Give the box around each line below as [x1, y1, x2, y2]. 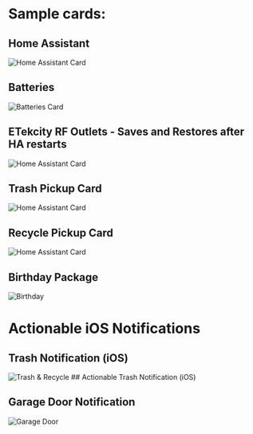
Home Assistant [8, 37, 90, 50]
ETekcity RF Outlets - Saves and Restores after [8, 125, 245, 139]
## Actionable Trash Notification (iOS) [70, 373, 196, 382]
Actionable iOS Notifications [8, 320, 201, 337]
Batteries [8, 81, 55, 94]
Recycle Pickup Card [8, 226, 113, 239]
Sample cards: [8, 5, 106, 23]
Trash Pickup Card [8, 182, 102, 195]
